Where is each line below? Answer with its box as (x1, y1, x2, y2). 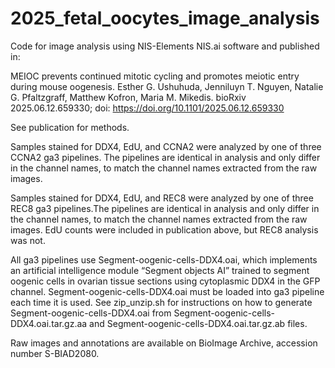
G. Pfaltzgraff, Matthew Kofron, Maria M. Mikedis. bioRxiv (10, 91, 247, 103)
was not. (10, 234, 46, 246)
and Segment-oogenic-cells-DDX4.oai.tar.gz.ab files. (89, 317, 308, 329)
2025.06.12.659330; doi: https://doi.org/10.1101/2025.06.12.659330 (10, 102, 285, 114)
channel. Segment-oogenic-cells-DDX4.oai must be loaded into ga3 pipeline (10, 285, 325, 297)
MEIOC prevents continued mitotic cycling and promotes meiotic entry (10, 70, 300, 82)
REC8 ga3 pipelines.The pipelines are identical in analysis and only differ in (10, 202, 320, 214)
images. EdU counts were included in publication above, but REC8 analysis (10, 223, 319, 236)
